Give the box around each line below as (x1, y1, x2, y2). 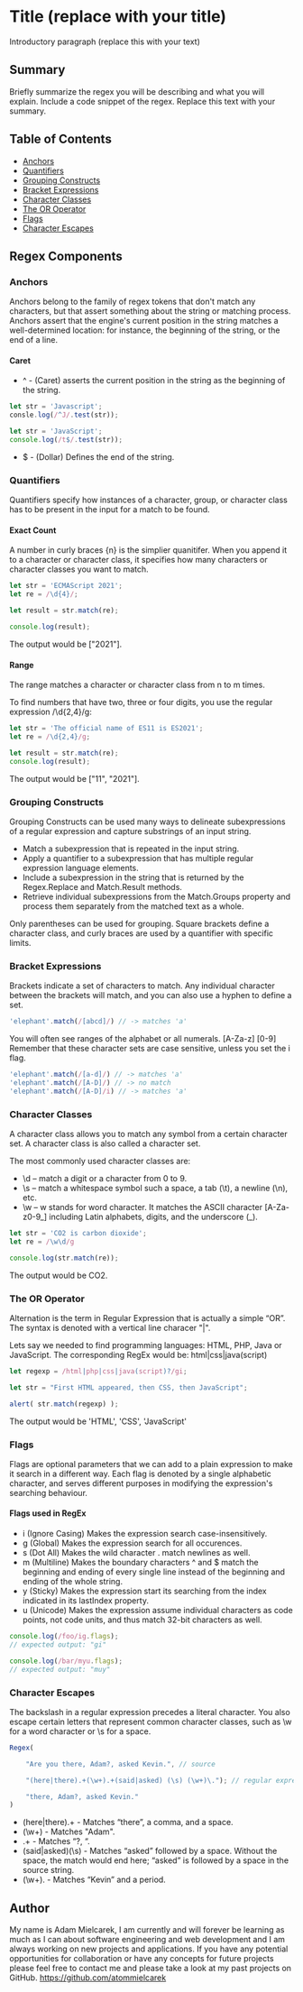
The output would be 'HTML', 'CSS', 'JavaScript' (9, 1416, 188, 1427)
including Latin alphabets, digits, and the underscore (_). (49, 1211, 259, 1223)
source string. (22, 1865, 75, 1876)
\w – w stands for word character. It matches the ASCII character (22, 1202, 263, 1213)
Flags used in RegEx (9, 1508, 87, 1519)
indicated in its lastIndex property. (22, 1595, 149, 1606)
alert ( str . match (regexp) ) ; (9, 1400, 119, 1409)
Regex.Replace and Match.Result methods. (22, 881, 183, 892)
